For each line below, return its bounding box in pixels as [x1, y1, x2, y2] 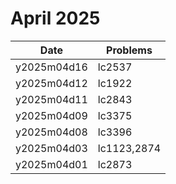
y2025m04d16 [15, 60, 88, 74]
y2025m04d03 [15, 141, 88, 155]
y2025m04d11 [15, 92, 88, 106]
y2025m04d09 [15, 108, 88, 122]
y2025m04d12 [15, 76, 88, 90]
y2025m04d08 [15, 125, 88, 139]
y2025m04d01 [15, 157, 88, 171]
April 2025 [10, 7, 101, 30]
